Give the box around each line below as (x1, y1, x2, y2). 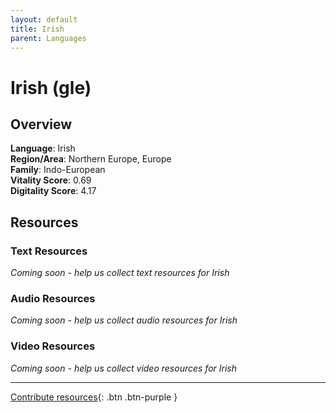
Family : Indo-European (10, 164, 106, 176)
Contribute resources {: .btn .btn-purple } (10, 391, 178, 403)
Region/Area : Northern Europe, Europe (10, 153, 172, 165)
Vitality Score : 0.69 (10, 174, 92, 186)
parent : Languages (10, 33, 87, 43)
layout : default (10, 14, 78, 25)
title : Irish (10, 24, 65, 34)
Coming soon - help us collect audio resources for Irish (10, 314, 238, 326)
